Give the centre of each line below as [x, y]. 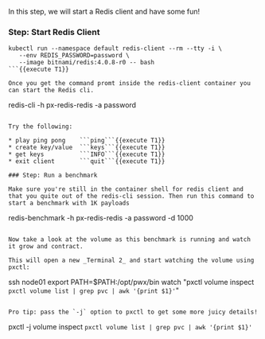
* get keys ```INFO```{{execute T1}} [87, 154]
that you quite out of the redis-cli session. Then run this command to [131, 197]
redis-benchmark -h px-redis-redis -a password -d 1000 [101, 218]
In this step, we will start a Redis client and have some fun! [104, 12]
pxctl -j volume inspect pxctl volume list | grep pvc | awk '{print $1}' [131, 327]
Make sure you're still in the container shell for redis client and [126, 189]
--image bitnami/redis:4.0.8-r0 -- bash [87, 63]
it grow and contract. [46, 247]
